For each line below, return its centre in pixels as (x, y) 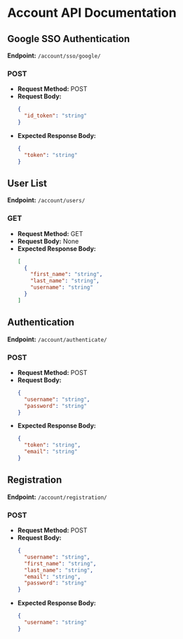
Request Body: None (48, 241)
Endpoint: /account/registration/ (57, 497)
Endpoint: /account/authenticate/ (57, 339)
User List (27, 183)
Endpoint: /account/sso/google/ (54, 55)
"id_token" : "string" (56, 116)
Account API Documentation (92, 13)
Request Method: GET (50, 233)
